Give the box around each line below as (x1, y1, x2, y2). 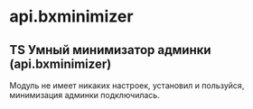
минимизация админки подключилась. (9, 90, 160, 100)
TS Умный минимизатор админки (9, 42, 211, 58)
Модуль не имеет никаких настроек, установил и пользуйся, (9, 80, 245, 91)
